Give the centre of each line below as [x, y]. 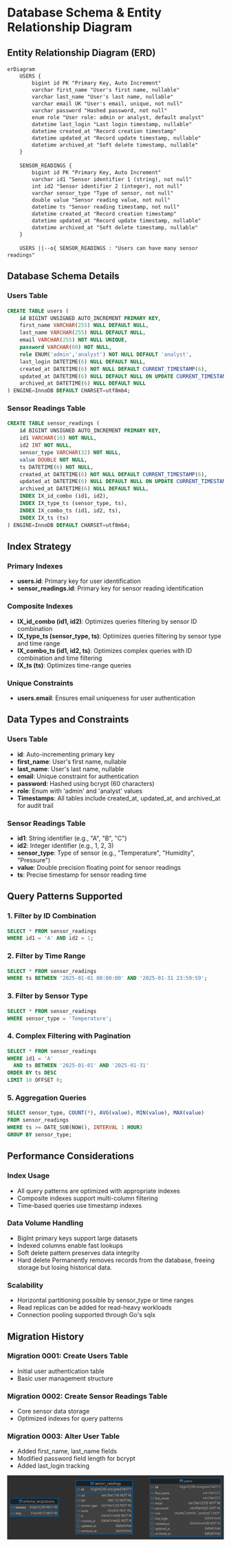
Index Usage [29, 1176]
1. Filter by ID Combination [52, 916]
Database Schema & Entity [85, 13]
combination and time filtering [59, 658]
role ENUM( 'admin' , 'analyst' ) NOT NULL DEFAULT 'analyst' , [106, 354]
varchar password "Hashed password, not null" [100, 111]
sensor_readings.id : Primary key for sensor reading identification [110, 588]
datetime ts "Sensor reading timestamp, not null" [106, 207]
